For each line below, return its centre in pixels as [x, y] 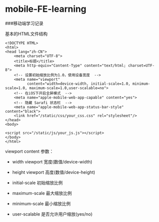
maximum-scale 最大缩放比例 [42, 193]
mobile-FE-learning [46, 9]
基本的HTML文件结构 [26, 33]
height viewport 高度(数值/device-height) [54, 172]
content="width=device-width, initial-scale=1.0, [79, 84]
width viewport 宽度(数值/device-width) [52, 161]
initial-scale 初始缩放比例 [37, 183]
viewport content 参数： [29, 151]
